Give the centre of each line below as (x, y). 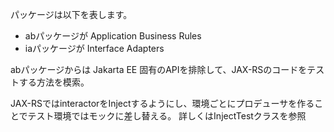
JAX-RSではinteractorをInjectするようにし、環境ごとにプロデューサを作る (162, 103)
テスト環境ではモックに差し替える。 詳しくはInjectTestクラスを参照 (167, 116)
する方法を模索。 (54, 82)
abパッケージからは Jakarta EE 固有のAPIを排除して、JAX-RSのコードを (159, 69)
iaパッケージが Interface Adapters (94, 48)
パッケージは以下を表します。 (71, 14)
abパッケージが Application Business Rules (113, 36)
